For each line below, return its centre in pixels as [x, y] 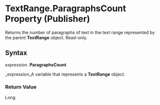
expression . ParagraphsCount [36, 64]
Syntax [16, 53]
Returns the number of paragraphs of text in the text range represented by [80, 32]
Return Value [21, 87]
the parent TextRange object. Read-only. [46, 38]
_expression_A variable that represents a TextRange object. [65, 74]
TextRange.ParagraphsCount [66, 9]
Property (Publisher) [48, 19]
